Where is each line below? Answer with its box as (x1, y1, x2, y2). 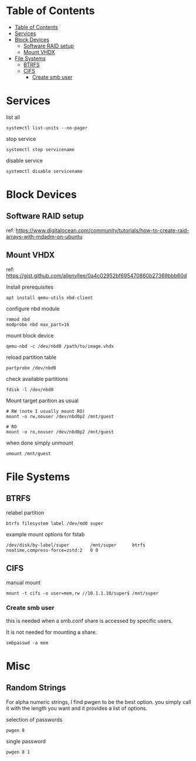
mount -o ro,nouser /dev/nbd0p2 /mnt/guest (6, 429, 114, 435)
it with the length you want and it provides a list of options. (6, 705, 148, 712)
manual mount (6, 579, 41, 586)
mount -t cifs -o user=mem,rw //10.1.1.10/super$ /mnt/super (6, 590, 159, 596)
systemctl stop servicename (6, 146, 75, 152)
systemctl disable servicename (6, 168, 83, 174)
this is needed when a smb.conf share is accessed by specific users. (6, 617, 173, 624)
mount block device (6, 332, 54, 339)
